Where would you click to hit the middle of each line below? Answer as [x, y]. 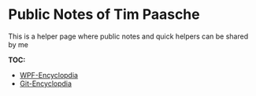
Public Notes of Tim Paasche [104, 15]
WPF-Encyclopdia [49, 75]
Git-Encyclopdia [46, 83]
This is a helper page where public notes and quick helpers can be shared [128, 36]
